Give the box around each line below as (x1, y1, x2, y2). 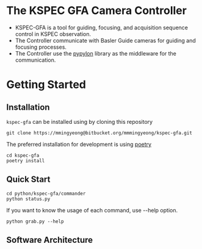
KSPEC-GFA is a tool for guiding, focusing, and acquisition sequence (15, 24, 188, 31)
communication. (15, 56, 56, 63)
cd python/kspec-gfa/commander (6, 190, 86, 197)
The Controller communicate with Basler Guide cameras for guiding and (15, 37, 197, 44)
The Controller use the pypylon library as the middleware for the (15, 49, 177, 57)
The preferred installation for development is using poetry (6, 140, 151, 148)
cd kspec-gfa (6, 152, 40, 159)
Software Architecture (6, 235, 93, 245)
